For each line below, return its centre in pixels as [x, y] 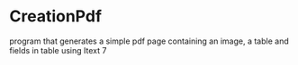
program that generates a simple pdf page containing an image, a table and [149, 41]
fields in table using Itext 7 [58, 50]
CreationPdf [55, 16]
